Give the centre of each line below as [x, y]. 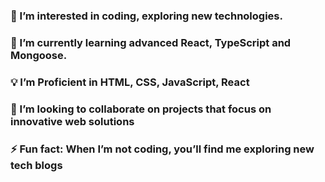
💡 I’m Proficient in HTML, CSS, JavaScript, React [130, 82]
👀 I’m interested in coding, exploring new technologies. [146, 16]
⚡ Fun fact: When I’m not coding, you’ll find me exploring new [162, 149]
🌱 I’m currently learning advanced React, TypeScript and [151, 42]
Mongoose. [39, 55]
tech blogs [36, 165]
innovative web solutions [72, 121]
